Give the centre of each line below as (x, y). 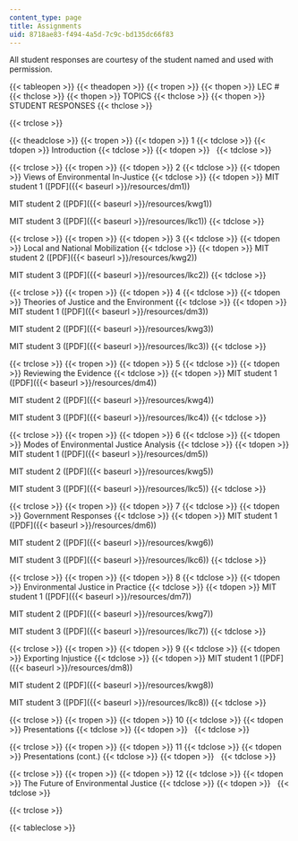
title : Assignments (46, 26)
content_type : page (46, 18)
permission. (31, 69)
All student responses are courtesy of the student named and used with (141, 60)
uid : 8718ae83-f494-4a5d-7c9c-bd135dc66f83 (92, 34)
